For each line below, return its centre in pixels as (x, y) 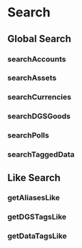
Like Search (34, 178)
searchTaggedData (41, 155)
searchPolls (29, 135)
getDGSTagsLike (37, 217)
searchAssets (32, 78)
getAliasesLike (34, 198)
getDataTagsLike (37, 236)
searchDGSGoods (39, 116)
